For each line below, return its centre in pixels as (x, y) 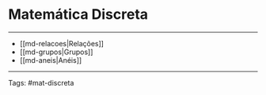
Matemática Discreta (78, 15)
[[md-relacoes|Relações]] (62, 43)
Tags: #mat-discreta (41, 82)
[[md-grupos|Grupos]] (56, 52)
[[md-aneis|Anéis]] (51, 60)
